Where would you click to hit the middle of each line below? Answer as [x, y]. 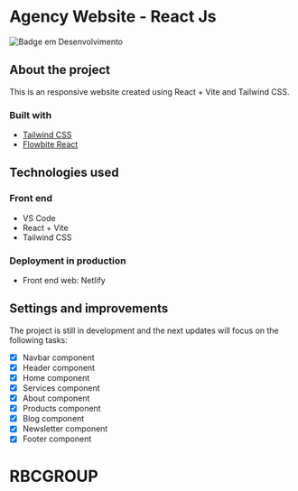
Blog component [53, 419]
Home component [56, 377]
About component [56, 398]
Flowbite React [50, 144]
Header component [59, 367]
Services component [61, 388]
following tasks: [38, 339]
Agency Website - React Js [113, 17]
